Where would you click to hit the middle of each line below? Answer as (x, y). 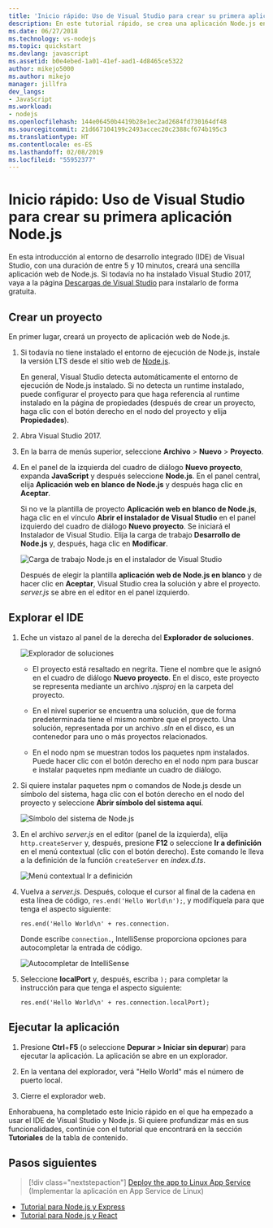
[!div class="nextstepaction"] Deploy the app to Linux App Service (139, 1182)
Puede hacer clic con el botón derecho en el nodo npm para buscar (145, 760)
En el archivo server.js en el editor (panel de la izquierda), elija (124, 834)
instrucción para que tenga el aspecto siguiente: (101, 987)
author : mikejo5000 (41, 69)
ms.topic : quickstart (45, 46)
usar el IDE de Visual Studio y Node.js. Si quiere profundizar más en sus (129, 1120)
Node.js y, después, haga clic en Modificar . (94, 543)
